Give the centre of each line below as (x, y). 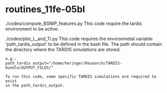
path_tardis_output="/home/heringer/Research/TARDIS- (64, 63)
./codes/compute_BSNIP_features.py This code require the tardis (74, 23)
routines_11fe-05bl (45, 9)
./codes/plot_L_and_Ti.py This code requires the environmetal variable (79, 39)
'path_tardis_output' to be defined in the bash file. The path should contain (84, 44)
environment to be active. (32, 28)
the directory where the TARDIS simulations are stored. (63, 49)
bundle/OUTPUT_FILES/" (29, 68)
